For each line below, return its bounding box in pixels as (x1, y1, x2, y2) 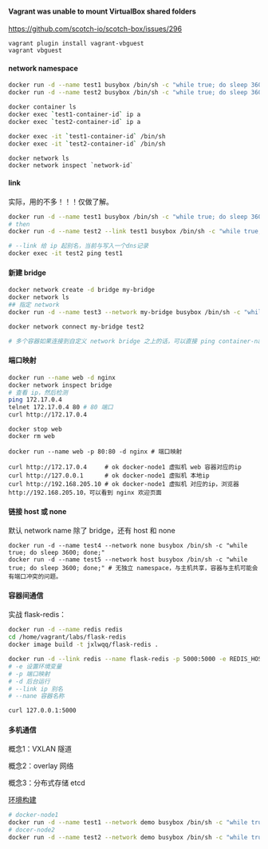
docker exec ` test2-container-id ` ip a (8, 118, 141, 126)
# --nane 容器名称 (8, 692, 65, 700)
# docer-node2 (8, 826, 56, 835)
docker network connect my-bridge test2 (8, 322, 145, 331)
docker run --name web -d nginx (8, 373, 116, 381)
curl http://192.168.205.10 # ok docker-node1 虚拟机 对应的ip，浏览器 (8, 480, 239, 488)
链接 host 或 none (8, 506, 67, 516)
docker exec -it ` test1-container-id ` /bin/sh (8, 132, 166, 140)
